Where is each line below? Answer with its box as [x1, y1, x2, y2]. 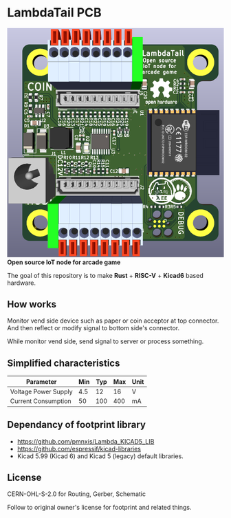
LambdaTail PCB [7, 5, 102, 21]
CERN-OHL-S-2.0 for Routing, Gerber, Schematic [7, 490, 146, 498]
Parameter [26, 377, 57, 386]
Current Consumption [10, 397, 71, 405]
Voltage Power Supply [10, 387, 74, 396]
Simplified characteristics [7, 357, 120, 369]
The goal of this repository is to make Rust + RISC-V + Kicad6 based [7, 271, 204, 279]
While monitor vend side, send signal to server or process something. [7, 337, 204, 345]
